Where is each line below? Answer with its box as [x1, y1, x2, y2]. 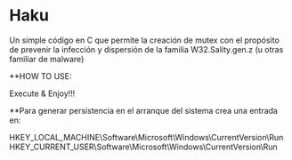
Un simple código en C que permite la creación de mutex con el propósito [9, 35, 280, 45]
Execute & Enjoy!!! [9, 88, 76, 99]
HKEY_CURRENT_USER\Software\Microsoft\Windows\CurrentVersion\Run [9, 141, 278, 152]
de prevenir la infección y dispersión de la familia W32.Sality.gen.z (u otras [9, 44, 284, 54]
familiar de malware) [9, 53, 85, 64]
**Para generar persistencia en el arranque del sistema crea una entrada [9, 105, 279, 116]
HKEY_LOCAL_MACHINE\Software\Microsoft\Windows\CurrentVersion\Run [9, 132, 284, 142]
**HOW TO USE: [9, 70, 73, 81]
